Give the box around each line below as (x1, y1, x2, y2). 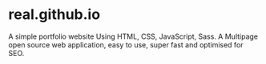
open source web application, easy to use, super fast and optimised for (8, 40, 244, 49)
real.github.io (8, 6, 101, 24)
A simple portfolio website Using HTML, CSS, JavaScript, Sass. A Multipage (8, 32, 259, 41)
